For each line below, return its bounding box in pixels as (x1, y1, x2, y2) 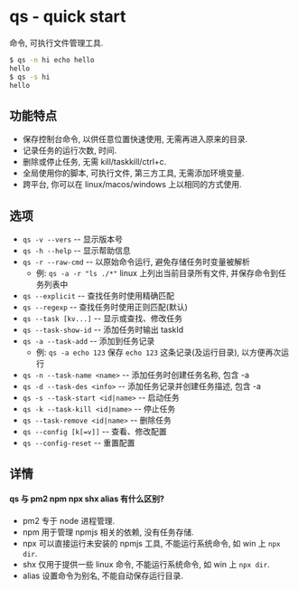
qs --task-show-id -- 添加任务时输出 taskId (22, 324, 184, 336)
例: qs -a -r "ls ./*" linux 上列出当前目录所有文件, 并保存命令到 (35, 268, 279, 279)
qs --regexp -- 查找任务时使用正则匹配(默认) (22, 301, 188, 313)
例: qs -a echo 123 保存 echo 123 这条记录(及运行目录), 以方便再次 (35, 347, 282, 358)
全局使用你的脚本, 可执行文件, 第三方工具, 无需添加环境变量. (22, 167, 245, 178)
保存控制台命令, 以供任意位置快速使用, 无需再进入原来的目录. (22, 134, 248, 145)
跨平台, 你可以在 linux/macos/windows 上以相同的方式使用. (22, 179, 242, 190)
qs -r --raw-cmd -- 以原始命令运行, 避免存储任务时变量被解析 (22, 256, 250, 268)
